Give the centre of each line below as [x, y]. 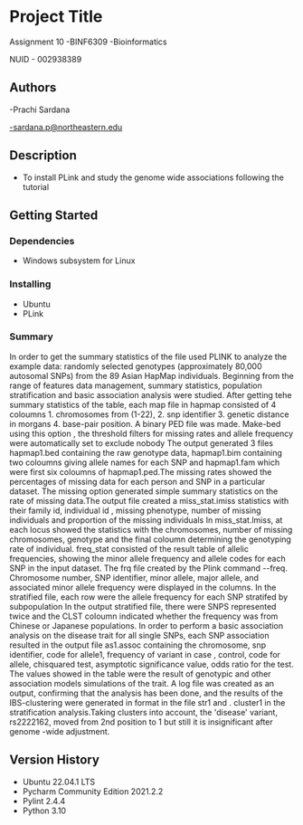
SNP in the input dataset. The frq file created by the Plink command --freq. [148, 568]
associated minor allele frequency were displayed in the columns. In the [143, 587]
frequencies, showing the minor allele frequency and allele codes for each [148, 558]
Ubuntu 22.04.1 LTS [59, 782]
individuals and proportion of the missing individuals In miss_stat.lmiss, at [146, 520]
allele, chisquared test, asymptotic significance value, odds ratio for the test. [151, 664]
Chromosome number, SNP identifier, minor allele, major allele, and [134, 577]
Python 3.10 [44, 811]
